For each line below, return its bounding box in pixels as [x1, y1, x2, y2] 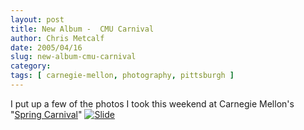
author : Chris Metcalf [10, 33, 105, 43]
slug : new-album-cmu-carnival [10, 52, 137, 62]
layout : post [10, 14, 65, 25]
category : [10, 61, 52, 71]
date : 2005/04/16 [10, 42, 83, 53]
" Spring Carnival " [10, 108, 83, 120]
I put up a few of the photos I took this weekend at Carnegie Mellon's [10, 97, 295, 110]
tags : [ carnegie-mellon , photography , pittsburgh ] [10, 71, 235, 81]
